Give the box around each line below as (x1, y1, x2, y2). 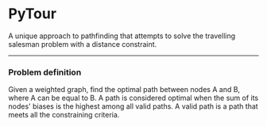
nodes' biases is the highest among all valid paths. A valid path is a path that (8, 102, 258, 111)
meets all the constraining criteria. (8, 110, 120, 120)
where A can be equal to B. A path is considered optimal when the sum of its (8, 93, 259, 103)
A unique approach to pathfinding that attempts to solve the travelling (8, 31, 236, 40)
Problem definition (8, 67, 82, 78)
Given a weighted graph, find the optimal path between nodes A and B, (8, 85, 241, 94)
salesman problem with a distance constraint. (8, 39, 157, 48)
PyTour (8, 5, 57, 23)
